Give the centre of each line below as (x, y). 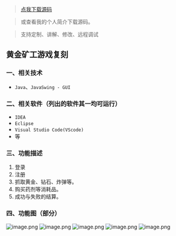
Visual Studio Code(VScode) (49, 130)
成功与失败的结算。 (38, 196)
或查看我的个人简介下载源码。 (57, 22)
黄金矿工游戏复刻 (37, 55)
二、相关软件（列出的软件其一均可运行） (63, 104)
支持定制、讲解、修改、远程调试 (59, 34)
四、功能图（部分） (33, 214)
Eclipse (24, 123)
